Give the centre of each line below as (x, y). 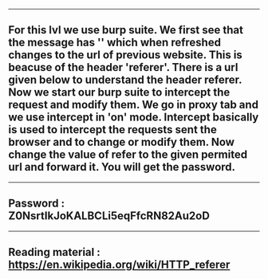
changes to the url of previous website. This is (126, 55)
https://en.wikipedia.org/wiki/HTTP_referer (119, 265)
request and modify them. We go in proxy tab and (134, 105)
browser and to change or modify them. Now (122, 142)
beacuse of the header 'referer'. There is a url (123, 67)
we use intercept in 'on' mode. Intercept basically (134, 118)
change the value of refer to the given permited (128, 155)
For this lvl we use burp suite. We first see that (126, 30)
